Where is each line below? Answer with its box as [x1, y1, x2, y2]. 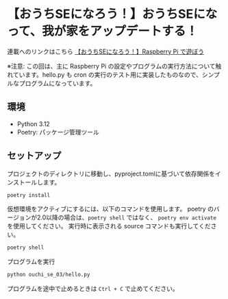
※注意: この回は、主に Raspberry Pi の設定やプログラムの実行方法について [7, 62, 216, 70]
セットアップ [7, 150, 62, 162]
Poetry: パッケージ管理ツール [16, 128, 99, 136]
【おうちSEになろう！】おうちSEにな [7, 6, 218, 22]
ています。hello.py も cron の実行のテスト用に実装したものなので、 [12, 70, 202, 79]
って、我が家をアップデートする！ [7, 23, 199, 39]
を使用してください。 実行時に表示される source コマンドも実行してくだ [7, 222, 211, 230]
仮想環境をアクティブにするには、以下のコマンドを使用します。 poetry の [7, 205, 214, 213]
